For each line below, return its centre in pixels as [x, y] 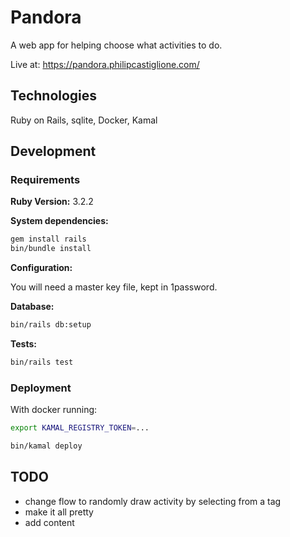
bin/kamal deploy [46, 446]
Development [53, 151]
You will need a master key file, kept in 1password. [114, 287]
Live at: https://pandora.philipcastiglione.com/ [105, 64]
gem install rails [48, 239]
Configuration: [41, 268]
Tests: [23, 344]
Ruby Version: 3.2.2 [52, 202]
